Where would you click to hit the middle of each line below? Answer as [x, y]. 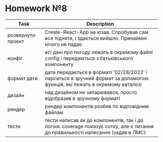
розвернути [21, 35]
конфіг [15, 58]
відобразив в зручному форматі [82, 98]
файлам [54, 112]
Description [100, 24]
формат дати [23, 78]
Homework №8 [36, 9]
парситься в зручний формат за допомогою [97, 78]
